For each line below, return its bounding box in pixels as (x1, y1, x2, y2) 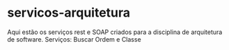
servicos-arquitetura (7, 5, 131, 21)
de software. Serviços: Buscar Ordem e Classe (7, 35, 141, 43)
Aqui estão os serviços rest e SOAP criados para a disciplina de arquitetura (7, 28, 223, 36)
